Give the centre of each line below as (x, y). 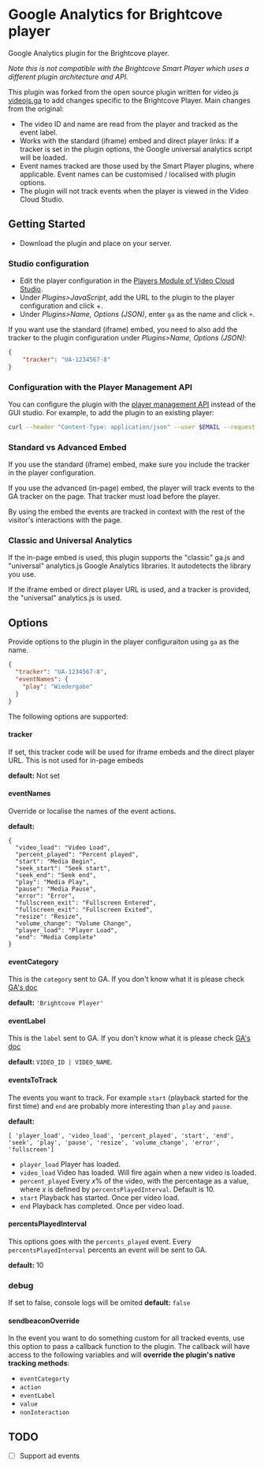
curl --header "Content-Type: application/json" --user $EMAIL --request (132, 427)
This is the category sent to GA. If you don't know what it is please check (126, 979)
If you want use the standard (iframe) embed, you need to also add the (123, 329)
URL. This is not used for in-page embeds (76, 760)
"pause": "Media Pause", (56, 889)
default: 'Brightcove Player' (56, 1003)
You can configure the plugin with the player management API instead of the (132, 404)
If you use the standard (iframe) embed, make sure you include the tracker (129, 465)
